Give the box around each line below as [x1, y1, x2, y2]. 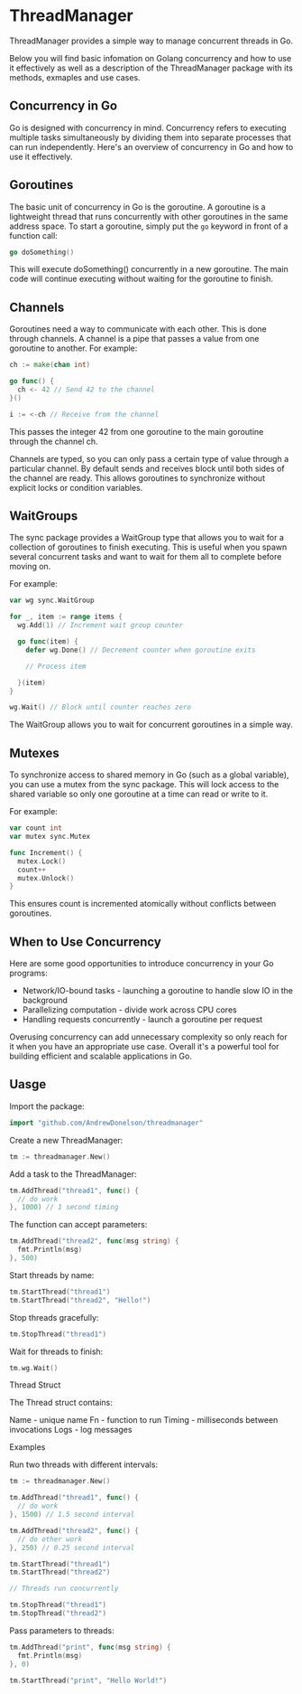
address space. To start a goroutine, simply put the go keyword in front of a [9, 221, 288, 231]
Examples [9, 1442, 46, 1453]
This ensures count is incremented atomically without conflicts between [9, 899, 277, 909]
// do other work [17, 1534, 83, 1544]
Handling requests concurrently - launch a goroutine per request [22, 1014, 263, 1025]
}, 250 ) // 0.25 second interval [9, 1543, 135, 1552]
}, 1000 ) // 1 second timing [9, 1203, 119, 1212]
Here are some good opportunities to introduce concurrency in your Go [9, 958, 274, 969]
